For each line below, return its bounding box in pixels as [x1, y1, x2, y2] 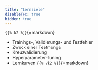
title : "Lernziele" [5, 7, 45, 12]
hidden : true [5, 16, 32, 21]
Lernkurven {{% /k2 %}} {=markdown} [12, 60, 89, 66]
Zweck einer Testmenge [12, 45, 61, 50]
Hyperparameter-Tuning [12, 55, 61, 61]
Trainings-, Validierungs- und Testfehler [12, 39, 93, 45]
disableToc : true [5, 12, 41, 17]
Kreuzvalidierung [12, 49, 47, 55]
